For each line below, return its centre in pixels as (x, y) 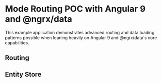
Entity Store (23, 74)
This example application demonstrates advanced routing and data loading (80, 32)
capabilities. (17, 42)
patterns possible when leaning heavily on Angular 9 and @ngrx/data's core (81, 38)
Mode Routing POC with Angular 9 (75, 9)
